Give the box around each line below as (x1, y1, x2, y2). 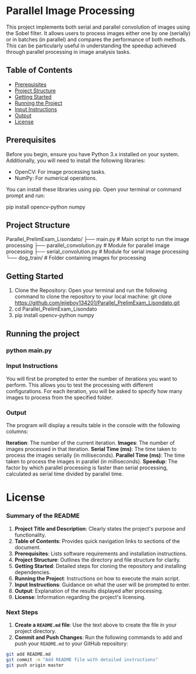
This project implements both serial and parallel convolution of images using (6, 23, 190, 30)
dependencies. (14, 569, 51, 576)
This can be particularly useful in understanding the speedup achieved (6, 42, 177, 49)
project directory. (14, 627, 57, 634)
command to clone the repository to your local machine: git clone (14, 293, 172, 300)
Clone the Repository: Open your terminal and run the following (14, 287, 167, 294)
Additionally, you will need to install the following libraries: (6, 157, 146, 164)
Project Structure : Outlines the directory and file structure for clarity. (14, 556, 181, 563)
